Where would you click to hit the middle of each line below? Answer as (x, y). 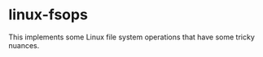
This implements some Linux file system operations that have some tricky (131, 37)
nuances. (24, 45)
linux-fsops (48, 15)
